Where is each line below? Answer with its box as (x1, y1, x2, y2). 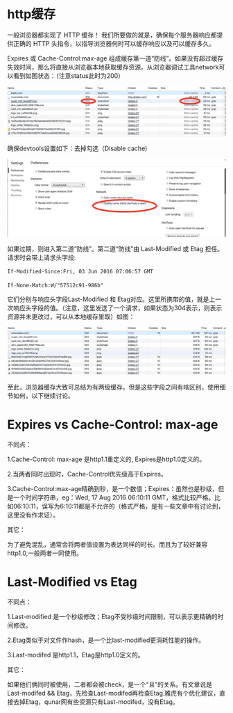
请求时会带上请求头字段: (7, 253, 76, 262)
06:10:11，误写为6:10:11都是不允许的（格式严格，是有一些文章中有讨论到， (12, 502, 225, 511)
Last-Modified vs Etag (7, 574, 137, 590)
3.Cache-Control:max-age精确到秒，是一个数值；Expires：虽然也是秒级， (7, 485, 218, 493)
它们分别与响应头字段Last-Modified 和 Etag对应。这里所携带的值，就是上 (7, 295, 216, 303)
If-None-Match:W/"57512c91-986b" (7, 282, 104, 289)
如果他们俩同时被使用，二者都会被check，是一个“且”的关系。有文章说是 (7, 680, 213, 689)
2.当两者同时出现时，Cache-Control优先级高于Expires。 (7, 470, 168, 479)
